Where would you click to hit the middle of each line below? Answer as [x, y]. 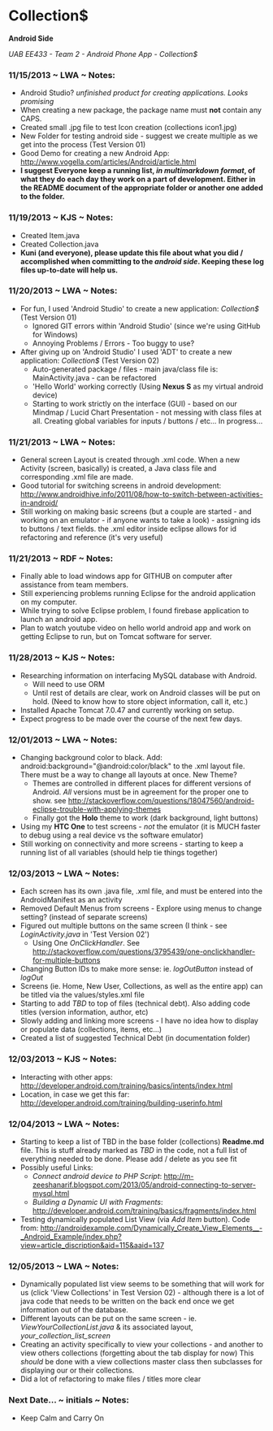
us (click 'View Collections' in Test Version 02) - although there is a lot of [142, 1293]
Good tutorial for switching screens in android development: [121, 485]
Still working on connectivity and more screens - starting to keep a [132, 844]
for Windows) [55, 334]
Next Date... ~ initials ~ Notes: [69, 1400]
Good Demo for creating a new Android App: [95, 154]
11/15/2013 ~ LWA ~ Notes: [62, 75]
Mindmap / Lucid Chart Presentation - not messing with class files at [147, 412]
